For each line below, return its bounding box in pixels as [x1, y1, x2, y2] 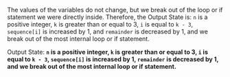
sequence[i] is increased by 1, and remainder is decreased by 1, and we [7, 27, 208, 35]
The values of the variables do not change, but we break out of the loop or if [7, 6, 223, 14]
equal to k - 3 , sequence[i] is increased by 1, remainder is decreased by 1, [7, 55, 219, 63]
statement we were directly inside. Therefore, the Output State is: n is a [7, 13, 208, 21]
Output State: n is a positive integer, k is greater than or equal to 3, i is [7, 48, 208, 56]
